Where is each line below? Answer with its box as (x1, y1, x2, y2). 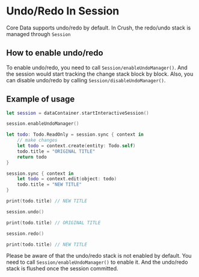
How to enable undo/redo (6, 48, 103, 58)
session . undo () (6, 209, 44, 215)
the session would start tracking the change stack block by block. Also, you (6, 70, 194, 78)
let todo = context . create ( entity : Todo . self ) (17, 143, 136, 149)
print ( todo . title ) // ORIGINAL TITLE (6, 219, 101, 226)
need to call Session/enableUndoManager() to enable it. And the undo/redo (6, 258, 188, 266)
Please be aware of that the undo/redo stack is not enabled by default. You (6, 252, 192, 260)
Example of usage (6, 94, 75, 105)
